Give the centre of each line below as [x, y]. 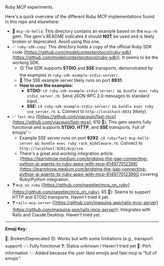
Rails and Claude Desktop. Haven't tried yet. [56, 215]
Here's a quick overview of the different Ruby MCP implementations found [80, 16]
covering [149, 174]
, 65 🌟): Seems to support [124, 192]
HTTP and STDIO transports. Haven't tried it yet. [61, 197]
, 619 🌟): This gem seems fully [121, 122]
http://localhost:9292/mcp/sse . [52, 148]
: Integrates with [134, 210]
